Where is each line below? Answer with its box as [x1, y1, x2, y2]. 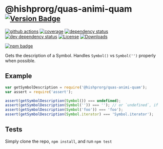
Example [5, 72, 32, 80]
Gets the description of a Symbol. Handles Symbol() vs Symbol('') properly [5, 52, 156, 58]
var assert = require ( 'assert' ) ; [5, 89, 73, 94]
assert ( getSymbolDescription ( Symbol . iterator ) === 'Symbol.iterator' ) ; [5, 112, 154, 117]
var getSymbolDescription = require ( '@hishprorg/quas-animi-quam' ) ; [5, 85, 147, 90]
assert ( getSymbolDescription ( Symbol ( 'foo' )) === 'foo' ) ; [5, 107, 123, 112]
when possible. [5, 58, 36, 64]
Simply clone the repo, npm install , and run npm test [5, 138, 112, 144]
